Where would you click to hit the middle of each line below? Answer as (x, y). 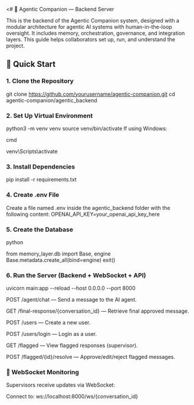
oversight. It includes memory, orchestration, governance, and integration (96, 33)
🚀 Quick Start (31, 64)
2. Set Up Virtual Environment (50, 115)
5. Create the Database (40, 229)
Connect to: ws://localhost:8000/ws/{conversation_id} (72, 397)
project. (16, 46)
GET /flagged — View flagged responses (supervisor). (72, 345)
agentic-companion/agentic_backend (52, 100)
